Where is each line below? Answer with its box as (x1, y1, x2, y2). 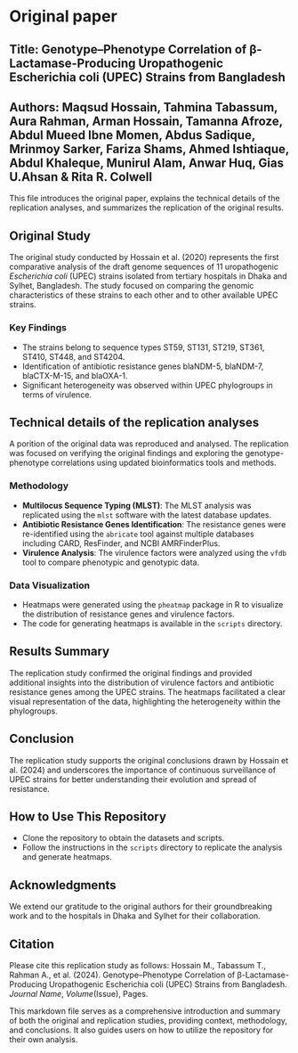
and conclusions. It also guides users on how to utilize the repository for (9, 1024, 274, 1035)
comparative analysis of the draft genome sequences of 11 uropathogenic (9, 261, 278, 273)
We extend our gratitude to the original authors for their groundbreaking (9, 902, 273, 912)
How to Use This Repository (9, 809, 167, 824)
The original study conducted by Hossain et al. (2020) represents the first (9, 252, 279, 263)
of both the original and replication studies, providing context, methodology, (9, 1015, 287, 1025)
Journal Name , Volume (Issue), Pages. (9, 988, 149, 999)
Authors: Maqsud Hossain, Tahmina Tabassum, (9, 100, 278, 115)
